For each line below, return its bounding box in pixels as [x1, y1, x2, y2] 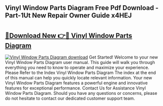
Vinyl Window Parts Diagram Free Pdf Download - [5, 4, 159, 12]
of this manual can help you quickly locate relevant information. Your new [5, 75, 152, 80]
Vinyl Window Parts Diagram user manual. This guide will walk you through [5, 60, 155, 65]
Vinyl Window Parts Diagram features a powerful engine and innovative [5, 80, 148, 86]
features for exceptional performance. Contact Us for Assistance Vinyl [5, 85, 146, 91]
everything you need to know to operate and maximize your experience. [5, 65, 149, 70]
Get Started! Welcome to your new [89, 54, 158, 60]
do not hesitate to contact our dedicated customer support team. [5, 95, 135, 101]
